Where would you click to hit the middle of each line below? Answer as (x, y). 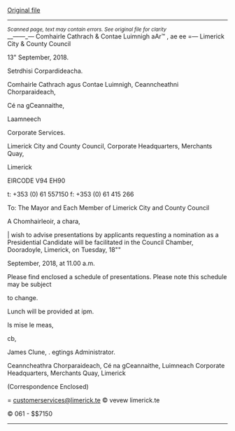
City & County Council (39, 44)
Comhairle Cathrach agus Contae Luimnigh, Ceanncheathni (93, 84)
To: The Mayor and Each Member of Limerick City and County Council (108, 208)
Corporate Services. (36, 133)
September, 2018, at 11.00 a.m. (51, 263)
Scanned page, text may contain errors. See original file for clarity (87, 29)
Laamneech (24, 119)
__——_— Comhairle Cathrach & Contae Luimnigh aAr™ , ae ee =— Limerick (116, 36)
